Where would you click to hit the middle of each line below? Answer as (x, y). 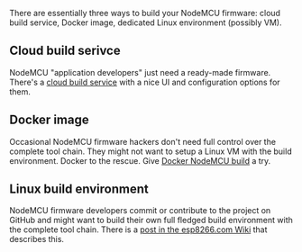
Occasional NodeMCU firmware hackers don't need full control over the (143, 141)
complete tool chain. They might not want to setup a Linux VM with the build (151, 151)
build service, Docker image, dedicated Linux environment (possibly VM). (146, 22)
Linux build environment (79, 189)
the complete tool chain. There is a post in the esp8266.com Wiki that (138, 229)
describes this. (37, 239)
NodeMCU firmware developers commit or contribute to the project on (140, 211)
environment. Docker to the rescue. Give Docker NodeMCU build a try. (140, 160)
